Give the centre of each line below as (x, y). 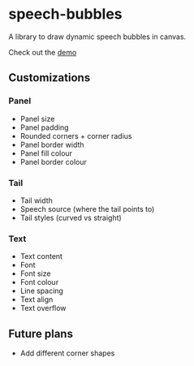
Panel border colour (54, 161)
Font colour (39, 282)
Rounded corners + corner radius (76, 136)
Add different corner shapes (67, 353)
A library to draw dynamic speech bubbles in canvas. (97, 37)
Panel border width (52, 144)
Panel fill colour (46, 153)
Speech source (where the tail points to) (87, 209)
